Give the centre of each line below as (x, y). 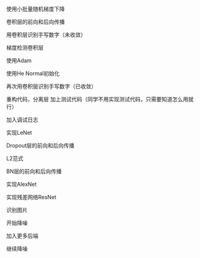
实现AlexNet (22, 184)
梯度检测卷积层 (25, 48)
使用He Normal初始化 (33, 73)
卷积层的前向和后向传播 (35, 22)
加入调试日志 (22, 120)
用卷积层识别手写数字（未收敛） (46, 35)
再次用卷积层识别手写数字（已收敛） (52, 86)
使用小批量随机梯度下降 (35, 9)
